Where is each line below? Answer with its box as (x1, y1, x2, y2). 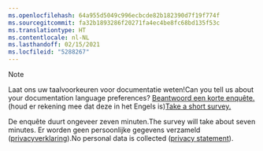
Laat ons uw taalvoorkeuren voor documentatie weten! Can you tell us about (8, 85, 254, 94)
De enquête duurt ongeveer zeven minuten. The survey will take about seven (8, 117, 256, 126)
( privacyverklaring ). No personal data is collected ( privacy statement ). (8, 134, 234, 142)
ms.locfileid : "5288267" (8, 48, 90, 56)
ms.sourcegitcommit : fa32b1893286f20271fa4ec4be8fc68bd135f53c (8, 19, 220, 27)
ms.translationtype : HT (8, 26, 87, 34)
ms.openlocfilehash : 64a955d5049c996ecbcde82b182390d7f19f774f (8, 11, 220, 20)
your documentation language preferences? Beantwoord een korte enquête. (8, 94, 255, 102)
